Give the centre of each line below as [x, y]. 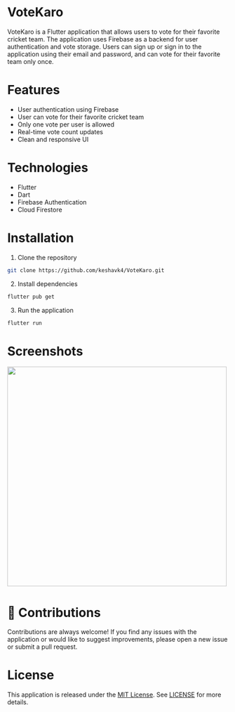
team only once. [31, 61]
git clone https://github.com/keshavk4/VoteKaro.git [86, 270]
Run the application [45, 310]
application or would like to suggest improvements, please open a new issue [117, 640]
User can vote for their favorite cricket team [81, 117]
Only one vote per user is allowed [66, 124]
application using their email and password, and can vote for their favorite [114, 54]
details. [18, 702]
